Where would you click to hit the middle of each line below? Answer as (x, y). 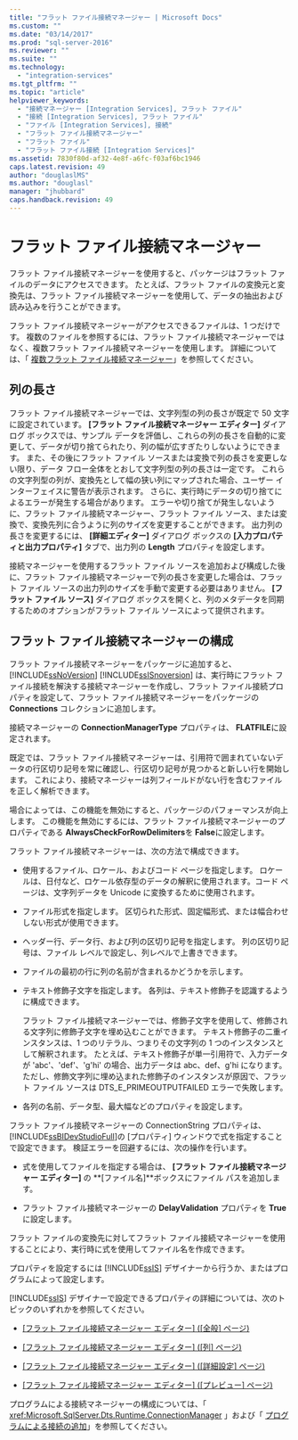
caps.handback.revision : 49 (61, 200)
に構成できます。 (53, 1002)
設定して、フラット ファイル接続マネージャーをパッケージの (149, 697)
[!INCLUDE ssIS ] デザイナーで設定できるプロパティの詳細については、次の (144, 1298)
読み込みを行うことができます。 (68, 306)
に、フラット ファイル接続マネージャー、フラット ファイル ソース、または (145, 513)
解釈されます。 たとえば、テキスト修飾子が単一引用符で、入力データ (163, 1054)
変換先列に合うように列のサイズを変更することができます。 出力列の (157, 524)
